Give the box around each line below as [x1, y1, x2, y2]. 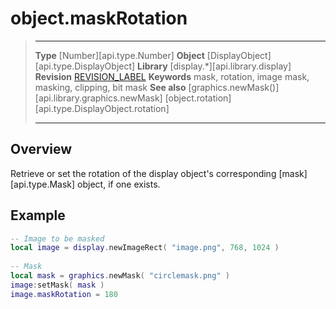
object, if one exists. [77, 178, 161, 190]
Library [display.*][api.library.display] [137, 60, 292, 72]
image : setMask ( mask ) [10, 280, 105, 290]
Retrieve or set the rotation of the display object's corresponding [10, 167, 277, 179]
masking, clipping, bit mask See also [34, 81, 187, 93]
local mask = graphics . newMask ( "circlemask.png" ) [10, 271, 230, 281]
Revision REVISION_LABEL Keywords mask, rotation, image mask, [34, 70, 310, 82]
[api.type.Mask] [10, 178, 76, 190]
